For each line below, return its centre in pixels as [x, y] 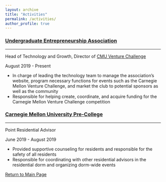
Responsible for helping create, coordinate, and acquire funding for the [84, 96]
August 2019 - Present [28, 66]
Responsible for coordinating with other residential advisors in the [79, 159]
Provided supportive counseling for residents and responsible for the [82, 149]
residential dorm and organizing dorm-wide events [64, 165]
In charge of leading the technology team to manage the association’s [83, 75]
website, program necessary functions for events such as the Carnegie [84, 81]
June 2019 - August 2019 [31, 139]
